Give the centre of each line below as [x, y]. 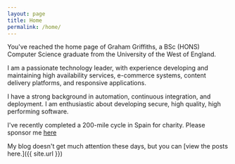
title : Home [25, 20]
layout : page [26, 14]
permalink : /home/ [34, 27]
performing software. [38, 112]
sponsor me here [32, 133]
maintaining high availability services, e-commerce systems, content [107, 75]
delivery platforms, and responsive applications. [77, 83]
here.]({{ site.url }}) [35, 154]
